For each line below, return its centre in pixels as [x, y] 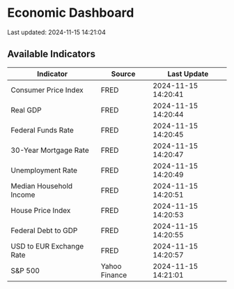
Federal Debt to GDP [44, 230]
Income [23, 195]
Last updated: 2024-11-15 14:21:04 [56, 32]
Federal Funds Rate [42, 130]
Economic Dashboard [71, 13]
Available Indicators [52, 54]
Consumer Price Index [47, 90]
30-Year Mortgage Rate [50, 150]
